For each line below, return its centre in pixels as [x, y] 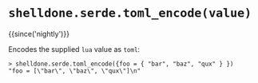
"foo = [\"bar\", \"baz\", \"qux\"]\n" [75, 71]
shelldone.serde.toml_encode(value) [130, 13]
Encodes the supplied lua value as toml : [74, 49]
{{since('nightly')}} [39, 34]
